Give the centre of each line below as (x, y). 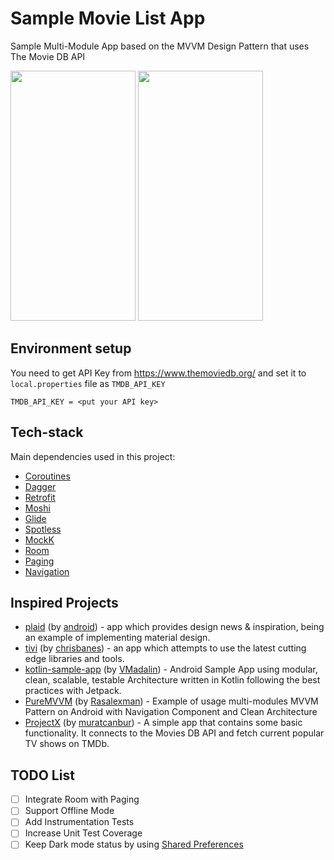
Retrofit (40, 497)
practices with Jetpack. (73, 691)
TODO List (42, 775)
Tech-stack (47, 432)
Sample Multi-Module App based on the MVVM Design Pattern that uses (160, 46)
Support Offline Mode (69, 811)
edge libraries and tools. (74, 659)
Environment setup (71, 348)
